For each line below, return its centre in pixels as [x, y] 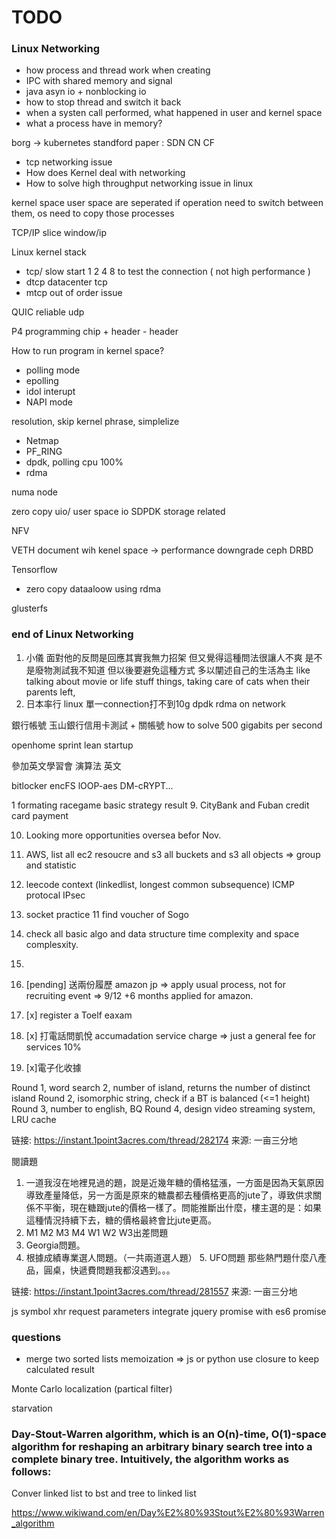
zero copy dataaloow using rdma [93, 589]
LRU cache [34, 1119]
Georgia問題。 [55, 1245]
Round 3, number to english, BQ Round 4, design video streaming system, [163, 1108]
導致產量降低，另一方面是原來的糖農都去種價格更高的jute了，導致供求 [169, 1195]
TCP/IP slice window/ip [59, 233]
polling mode [53, 370]
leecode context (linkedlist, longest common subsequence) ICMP [160, 884]
